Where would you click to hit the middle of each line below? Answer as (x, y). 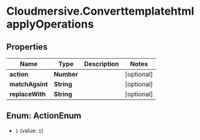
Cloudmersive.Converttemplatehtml (100, 11)
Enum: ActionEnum (44, 116)
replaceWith (28, 94)
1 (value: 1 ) (29, 130)
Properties (27, 47)
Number (66, 74)
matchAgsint (29, 84)
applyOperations (50, 24)
